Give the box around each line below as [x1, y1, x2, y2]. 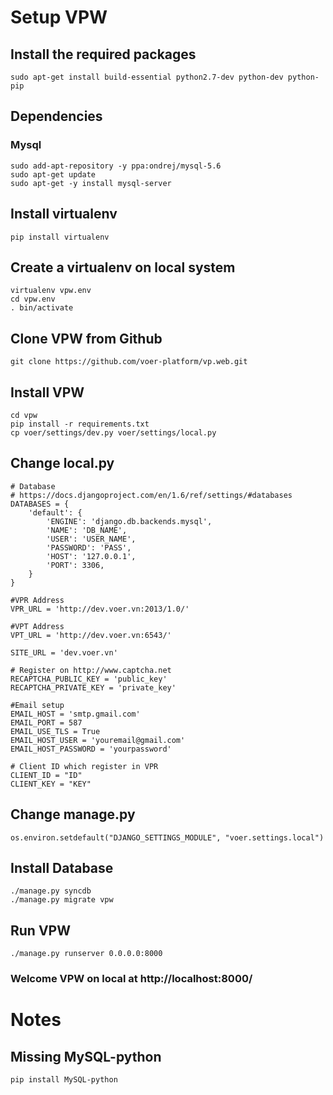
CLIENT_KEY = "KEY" [10, 779, 92, 789]
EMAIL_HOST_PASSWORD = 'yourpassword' [10, 744, 172, 754]
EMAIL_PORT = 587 [10, 717, 83, 728]
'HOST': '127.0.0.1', [46, 551, 137, 561]
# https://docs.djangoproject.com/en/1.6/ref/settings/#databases [10, 490, 293, 500]
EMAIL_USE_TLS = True [10, 726, 101, 736]
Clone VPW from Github [10, 330, 163, 347]
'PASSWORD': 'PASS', [46, 542, 132, 553]
